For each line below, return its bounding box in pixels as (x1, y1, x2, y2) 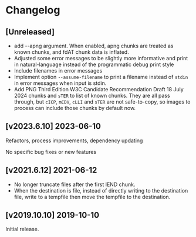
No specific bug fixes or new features (5, 148, 97, 155)
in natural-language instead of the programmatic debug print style (13, 61, 174, 68)
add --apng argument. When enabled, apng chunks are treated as (13, 42, 174, 49)
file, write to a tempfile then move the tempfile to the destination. (13, 193, 171, 200)
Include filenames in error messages (13, 67, 103, 74)
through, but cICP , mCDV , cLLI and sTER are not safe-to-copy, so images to (13, 98, 191, 105)
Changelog (5, 4, 60, 17)
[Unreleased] (5, 27, 55, 37)
